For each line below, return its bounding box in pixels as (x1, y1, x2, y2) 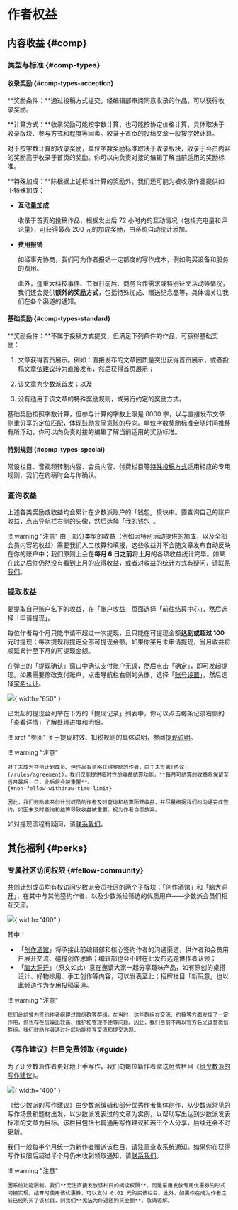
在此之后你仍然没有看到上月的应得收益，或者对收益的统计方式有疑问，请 (7, 558, 218, 567)
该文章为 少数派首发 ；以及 (17, 379, 93, 388)
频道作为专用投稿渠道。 (23, 981, 93, 990)
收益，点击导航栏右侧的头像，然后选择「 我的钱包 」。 (7, 517, 159, 526)
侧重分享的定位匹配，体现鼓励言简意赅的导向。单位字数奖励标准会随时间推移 (7, 418, 231, 427)
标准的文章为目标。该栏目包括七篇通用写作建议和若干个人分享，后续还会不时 (7, 1118, 231, 1127)
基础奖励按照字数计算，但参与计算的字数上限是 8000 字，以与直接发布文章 (7, 409, 225, 418)
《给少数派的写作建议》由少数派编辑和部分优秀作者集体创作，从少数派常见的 (7, 1101, 231, 1109)
